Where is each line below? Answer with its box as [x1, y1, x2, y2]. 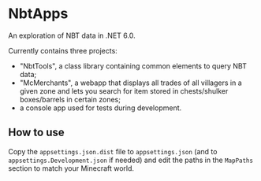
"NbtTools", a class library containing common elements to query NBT [19, 61, 247, 71]
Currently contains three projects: [8, 46, 118, 55]
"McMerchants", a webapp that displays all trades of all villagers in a [19, 78, 242, 87]
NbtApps [8, 5, 69, 23]
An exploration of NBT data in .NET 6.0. [8, 31, 136, 40]
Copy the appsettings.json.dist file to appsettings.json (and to [8, 146, 218, 156]
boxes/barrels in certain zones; [19, 94, 121, 104]
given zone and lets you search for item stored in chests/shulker [19, 86, 229, 95]
